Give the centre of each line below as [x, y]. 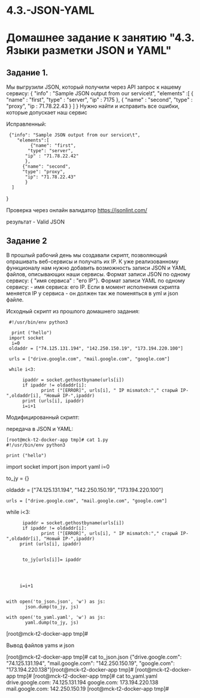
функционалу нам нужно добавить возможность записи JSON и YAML [96, 268]
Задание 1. [27, 72]
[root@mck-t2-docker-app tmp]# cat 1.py [57, 440]
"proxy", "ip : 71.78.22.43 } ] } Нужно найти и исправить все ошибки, [93, 106]
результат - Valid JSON [35, 222]
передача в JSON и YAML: [40, 429]
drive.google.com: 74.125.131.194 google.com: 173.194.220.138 [82, 682]
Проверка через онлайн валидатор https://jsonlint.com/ [77, 210]
